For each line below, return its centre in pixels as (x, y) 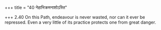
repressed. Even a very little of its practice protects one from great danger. (80, 22)
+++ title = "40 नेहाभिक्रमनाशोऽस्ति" (36, 7)
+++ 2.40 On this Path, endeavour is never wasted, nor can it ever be (75, 17)
